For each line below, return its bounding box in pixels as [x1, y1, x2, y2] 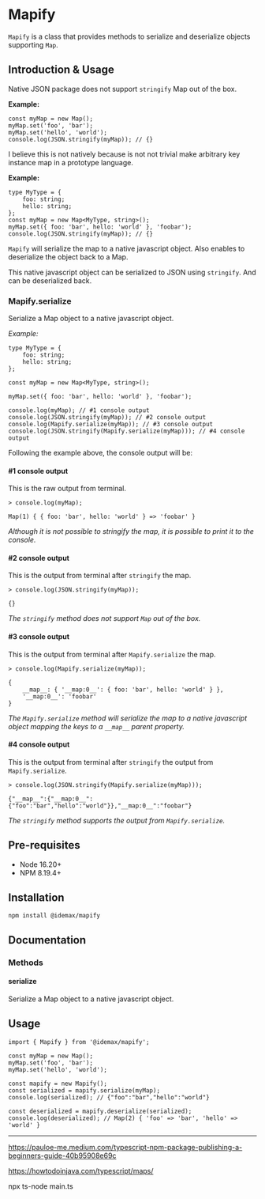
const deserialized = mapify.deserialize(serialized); [8, 1107, 192, 1115]
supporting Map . [8, 40, 58, 49]
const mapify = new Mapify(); [8, 1080, 108, 1087]
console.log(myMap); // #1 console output [8, 407, 150, 414]
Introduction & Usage [8, 63, 114, 77]
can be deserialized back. [8, 275, 92, 286]
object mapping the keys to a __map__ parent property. [8, 721, 185, 731]
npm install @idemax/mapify [8, 912, 101, 920]
